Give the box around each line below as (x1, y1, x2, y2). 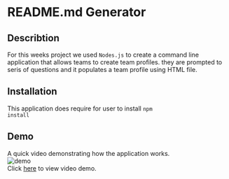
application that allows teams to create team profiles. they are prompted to (7, 58, 223, 66)
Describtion (7, 32, 60, 44)
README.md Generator (7, 4, 146, 20)
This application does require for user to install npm (7, 104, 153, 113)
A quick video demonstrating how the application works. (7, 149, 170, 157)
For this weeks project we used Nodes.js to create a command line (7, 50, 200, 59)
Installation (7, 85, 57, 98)
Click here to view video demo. (7, 164, 97, 172)
